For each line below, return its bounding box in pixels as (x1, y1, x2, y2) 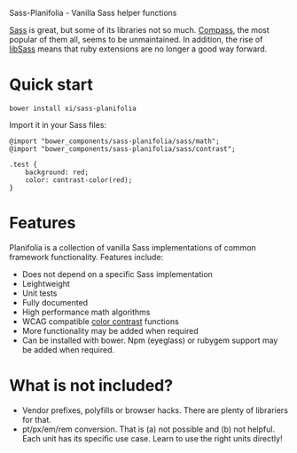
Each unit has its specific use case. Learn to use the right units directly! (21, 433, 283, 443)
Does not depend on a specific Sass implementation (21, 268, 213, 279)
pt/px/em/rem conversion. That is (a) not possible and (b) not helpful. (21, 424, 276, 434)
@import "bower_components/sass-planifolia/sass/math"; (9, 137, 220, 146)
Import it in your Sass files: (9, 119, 107, 130)
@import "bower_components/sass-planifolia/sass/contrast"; (9, 144, 237, 154)
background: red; (25, 168, 90, 177)
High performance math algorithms (21, 306, 151, 317)
